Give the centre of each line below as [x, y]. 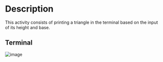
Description [29, 9]
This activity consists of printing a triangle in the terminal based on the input [81, 22]
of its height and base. [28, 27]
